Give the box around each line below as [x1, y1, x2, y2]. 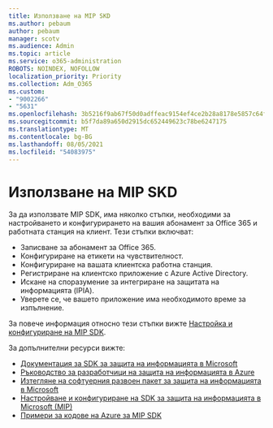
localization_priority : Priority [8, 72, 122, 80]
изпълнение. [19, 303, 65, 313]
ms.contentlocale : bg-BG [8, 132, 93, 141]
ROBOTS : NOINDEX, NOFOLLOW [8, 65, 100, 73]
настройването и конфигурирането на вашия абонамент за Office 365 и [8, 218, 258, 228]
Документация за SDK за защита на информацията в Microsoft [19, 359, 238, 369]
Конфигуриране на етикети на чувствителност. [19, 251, 184, 261]
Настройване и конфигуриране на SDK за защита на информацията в [19, 393, 262, 403]
